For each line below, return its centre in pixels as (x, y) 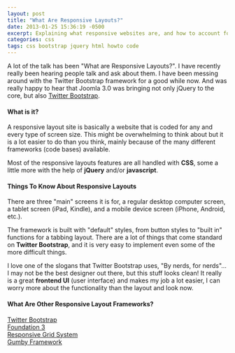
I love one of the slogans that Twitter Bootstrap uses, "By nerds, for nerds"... (117, 266)
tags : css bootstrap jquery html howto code (73, 46)
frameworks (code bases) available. (59, 149)
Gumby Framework (35, 342)
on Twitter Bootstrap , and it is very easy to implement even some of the (111, 245)
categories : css (31, 40)
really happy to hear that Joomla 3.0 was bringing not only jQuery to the (111, 88)
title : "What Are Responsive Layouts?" (65, 20)
